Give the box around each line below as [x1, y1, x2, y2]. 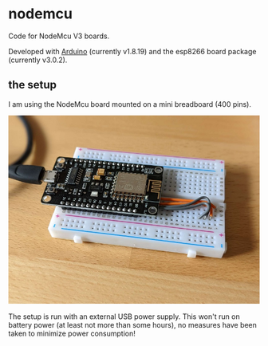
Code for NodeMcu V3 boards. [8, 31, 110, 41]
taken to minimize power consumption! [8, 328, 136, 338]
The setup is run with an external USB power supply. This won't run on [8, 312, 241, 321]
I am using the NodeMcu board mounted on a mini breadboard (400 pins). [8, 99, 251, 108]
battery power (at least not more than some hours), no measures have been [8, 320, 258, 329]
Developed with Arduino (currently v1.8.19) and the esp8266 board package [8, 46, 257, 56]
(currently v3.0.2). [8, 55, 68, 65]
